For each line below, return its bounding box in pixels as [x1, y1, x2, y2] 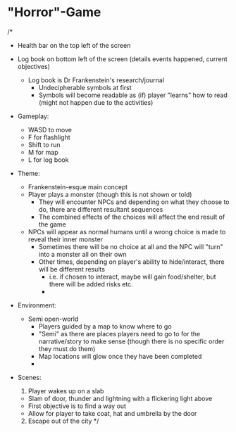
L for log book [27, 155, 69, 164]
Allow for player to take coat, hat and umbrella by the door [27, 409, 197, 417]
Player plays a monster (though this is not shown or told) [27, 190, 192, 198]
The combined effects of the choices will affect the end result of [38, 212, 225, 221]
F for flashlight [27, 133, 70, 141]
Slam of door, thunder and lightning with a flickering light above [27, 394, 213, 402]
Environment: [17, 300, 56, 310]
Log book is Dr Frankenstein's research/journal [27, 75, 164, 84]
